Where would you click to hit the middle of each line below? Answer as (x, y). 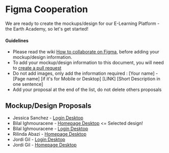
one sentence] (28, 84)
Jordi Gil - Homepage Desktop (45, 145)
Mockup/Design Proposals (48, 105)
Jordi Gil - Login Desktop (39, 139)
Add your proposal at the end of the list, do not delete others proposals (87, 89)
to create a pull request (37, 68)
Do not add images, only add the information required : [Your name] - (85, 73)
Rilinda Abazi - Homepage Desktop (49, 134)
